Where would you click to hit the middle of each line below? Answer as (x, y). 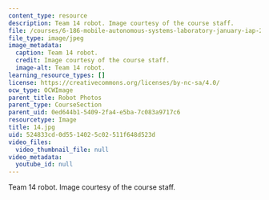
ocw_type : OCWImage (41, 90)
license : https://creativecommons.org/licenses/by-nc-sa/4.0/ (114, 82)
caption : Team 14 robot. (57, 53)
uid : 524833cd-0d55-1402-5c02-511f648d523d (82, 134)
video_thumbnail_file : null (62, 150)
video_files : (30, 142)
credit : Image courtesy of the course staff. (93, 61)
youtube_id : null (44, 165)
